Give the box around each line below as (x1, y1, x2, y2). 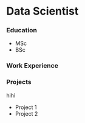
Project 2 (15, 110, 38, 117)
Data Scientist (6, 4, 79, 18)
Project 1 (15, 104, 37, 111)
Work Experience (6, 61, 59, 70)
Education (6, 26, 38, 35)
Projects (6, 78, 32, 86)
